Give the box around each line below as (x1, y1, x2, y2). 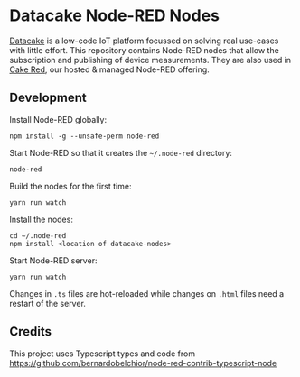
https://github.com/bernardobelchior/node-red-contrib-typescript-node (9, 357, 277, 368)
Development (9, 90, 88, 106)
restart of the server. (9, 298, 86, 308)
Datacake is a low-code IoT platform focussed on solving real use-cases (9, 35, 279, 46)
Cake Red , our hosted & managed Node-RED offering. (9, 64, 210, 75)
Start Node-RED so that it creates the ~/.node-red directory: (9, 147, 233, 158)
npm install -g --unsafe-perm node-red (9, 132, 160, 141)
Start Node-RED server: (9, 254, 98, 266)
